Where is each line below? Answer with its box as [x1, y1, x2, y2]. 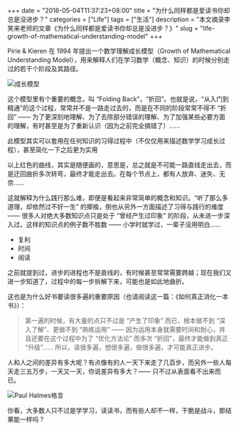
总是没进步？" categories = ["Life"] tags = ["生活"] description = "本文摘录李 [7, 15, 231, 23]
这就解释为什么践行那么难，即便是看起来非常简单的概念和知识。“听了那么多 [7, 194, 229, 201]
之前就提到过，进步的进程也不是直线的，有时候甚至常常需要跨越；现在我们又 [7, 268, 232, 276]
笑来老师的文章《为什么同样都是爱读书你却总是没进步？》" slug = [7, 24, 199, 32]
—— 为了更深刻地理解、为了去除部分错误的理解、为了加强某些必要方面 [18, 112, 226, 121]
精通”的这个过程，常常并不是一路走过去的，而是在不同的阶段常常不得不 [7, 104, 216, 112]
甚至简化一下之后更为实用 [22, 145, 98, 154]
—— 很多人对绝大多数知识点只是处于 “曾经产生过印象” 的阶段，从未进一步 [7, 211, 224, 219]
